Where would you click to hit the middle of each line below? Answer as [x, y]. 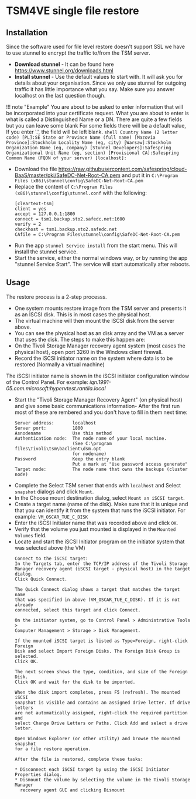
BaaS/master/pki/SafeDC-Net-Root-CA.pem [68, 175]
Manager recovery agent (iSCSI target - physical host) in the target [102, 569]
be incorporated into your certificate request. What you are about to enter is [97, 113]
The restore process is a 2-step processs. [56, 297]
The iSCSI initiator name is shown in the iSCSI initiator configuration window [98, 376]
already [24, 605]
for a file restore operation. [53, 749]
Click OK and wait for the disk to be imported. [75, 682]
